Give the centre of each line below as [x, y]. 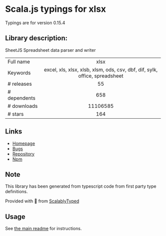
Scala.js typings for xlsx [56, 9]
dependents [21, 98]
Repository [23, 154]
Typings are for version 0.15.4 [35, 23]
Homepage [24, 143]
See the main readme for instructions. [43, 229]
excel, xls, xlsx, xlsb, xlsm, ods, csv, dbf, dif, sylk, [101, 69]
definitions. [17, 192]
